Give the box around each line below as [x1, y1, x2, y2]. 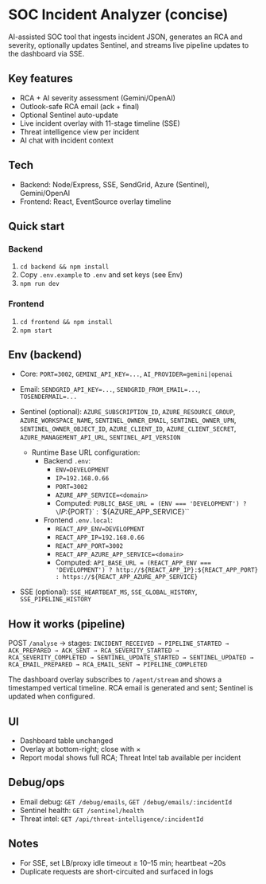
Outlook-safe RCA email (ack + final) [19, 101, 140, 111]
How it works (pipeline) [8, 617, 125, 631]
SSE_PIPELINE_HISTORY [19, 596, 91, 604]
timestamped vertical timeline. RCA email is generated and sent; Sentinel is [8, 683, 253, 693]
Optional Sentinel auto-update [19, 110, 119, 119]
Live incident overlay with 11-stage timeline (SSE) [19, 118, 180, 128]
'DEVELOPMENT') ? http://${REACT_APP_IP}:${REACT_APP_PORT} [55, 566, 259, 574]
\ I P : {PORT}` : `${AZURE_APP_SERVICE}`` [55, 507, 190, 517]
